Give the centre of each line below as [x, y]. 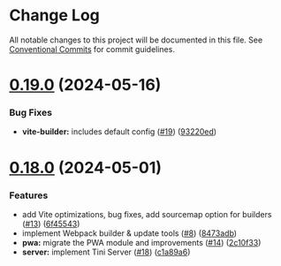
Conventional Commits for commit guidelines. [92, 49]
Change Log [54, 15]
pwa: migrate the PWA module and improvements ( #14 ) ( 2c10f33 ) [141, 242]
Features [29, 195]
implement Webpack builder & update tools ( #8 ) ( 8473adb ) [129, 233]
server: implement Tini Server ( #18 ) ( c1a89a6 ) [106, 252]
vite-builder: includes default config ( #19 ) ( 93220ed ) [119, 132]
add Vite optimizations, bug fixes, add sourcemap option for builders [147, 214]
